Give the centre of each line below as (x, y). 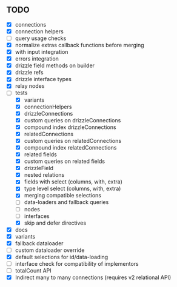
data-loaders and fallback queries (66, 202)
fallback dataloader (39, 243)
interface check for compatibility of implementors (77, 264)
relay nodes (30, 86)
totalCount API (33, 271)
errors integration (37, 59)
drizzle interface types (43, 79)
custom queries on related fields (64, 161)
